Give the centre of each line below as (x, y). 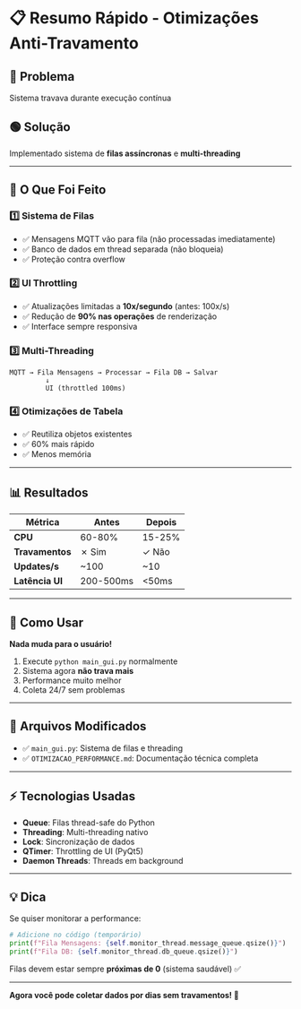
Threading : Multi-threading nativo (85, 832)
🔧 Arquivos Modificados (78, 726)
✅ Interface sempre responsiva (80, 326)
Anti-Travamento (74, 43)
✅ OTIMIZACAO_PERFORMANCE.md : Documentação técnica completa (140, 758)
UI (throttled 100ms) (86, 388)
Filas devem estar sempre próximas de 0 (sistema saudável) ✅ (125, 969)
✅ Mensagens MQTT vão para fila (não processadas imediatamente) (149, 238)
